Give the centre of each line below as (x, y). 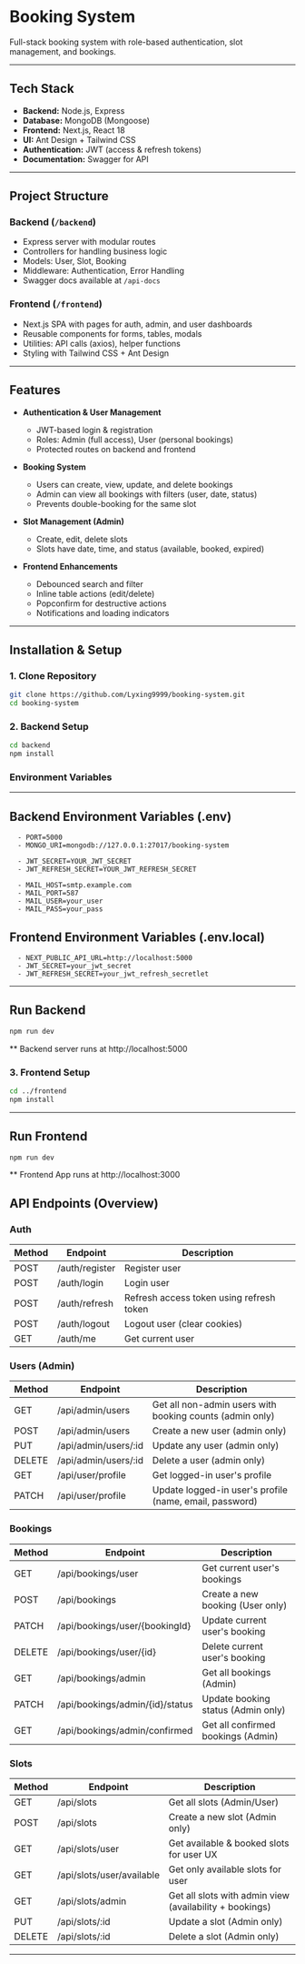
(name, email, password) (205, 1502)
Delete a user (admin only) (209, 1461)
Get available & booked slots (229, 1843)
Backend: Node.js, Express (74, 110)
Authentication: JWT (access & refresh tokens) (112, 149)
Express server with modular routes (89, 242)
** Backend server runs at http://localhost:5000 (98, 1048)
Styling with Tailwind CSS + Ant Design (96, 353)
